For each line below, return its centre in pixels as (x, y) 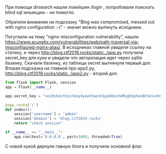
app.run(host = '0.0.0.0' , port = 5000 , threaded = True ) (68, 137)
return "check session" (39, 123)
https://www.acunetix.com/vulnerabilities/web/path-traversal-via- (72, 42)
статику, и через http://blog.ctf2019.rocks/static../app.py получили (74, 52)
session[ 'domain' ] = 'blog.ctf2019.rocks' (58, 119)
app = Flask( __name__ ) (28, 87)
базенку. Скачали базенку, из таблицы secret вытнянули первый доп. (78, 63)
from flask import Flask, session (41, 82)
